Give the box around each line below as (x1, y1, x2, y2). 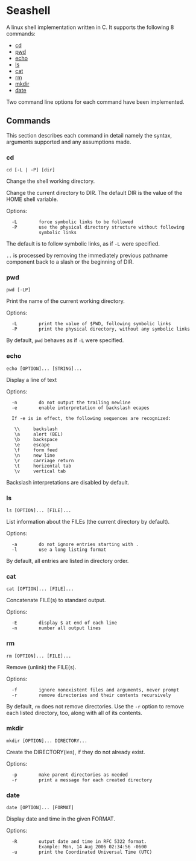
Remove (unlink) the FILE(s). (6, 663, 77, 670)
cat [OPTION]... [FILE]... (6, 586, 74, 592)
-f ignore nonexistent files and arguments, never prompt (11, 687, 180, 693)
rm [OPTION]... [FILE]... (6, 653, 71, 659)
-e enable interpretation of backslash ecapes (11, 405, 150, 411)
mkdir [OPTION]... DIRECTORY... (6, 737, 87, 744)
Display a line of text (6, 376, 57, 383)
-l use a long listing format (11, 547, 107, 553)
